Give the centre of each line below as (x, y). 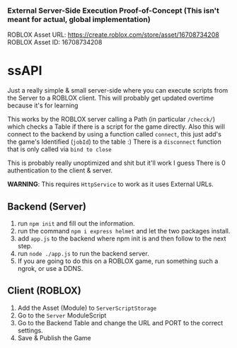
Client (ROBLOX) (44, 291)
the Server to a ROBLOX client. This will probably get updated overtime (111, 98)
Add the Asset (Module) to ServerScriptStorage (87, 308)
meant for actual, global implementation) (79, 19)
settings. (30, 330)
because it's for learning (43, 105)
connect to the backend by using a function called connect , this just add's (114, 134)
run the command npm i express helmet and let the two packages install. (124, 231)
